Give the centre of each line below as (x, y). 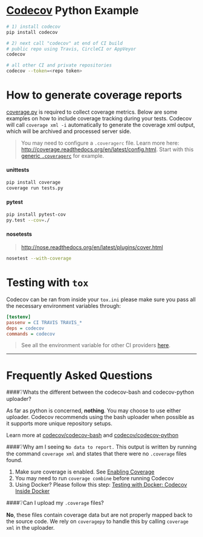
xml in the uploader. (31, 528)
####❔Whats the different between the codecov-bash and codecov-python (100, 392)
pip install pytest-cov (36, 215)
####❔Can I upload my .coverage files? (55, 503)
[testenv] (19, 317)
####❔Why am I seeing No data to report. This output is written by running (101, 447)
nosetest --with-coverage (39, 259)
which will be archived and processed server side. (69, 131)
